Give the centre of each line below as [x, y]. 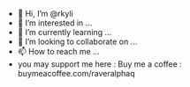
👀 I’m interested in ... [55, 23]
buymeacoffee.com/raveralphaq [76, 73]
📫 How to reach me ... [58, 51]
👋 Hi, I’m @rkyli [45, 14]
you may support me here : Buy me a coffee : [100, 64]
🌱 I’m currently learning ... [65, 32]
